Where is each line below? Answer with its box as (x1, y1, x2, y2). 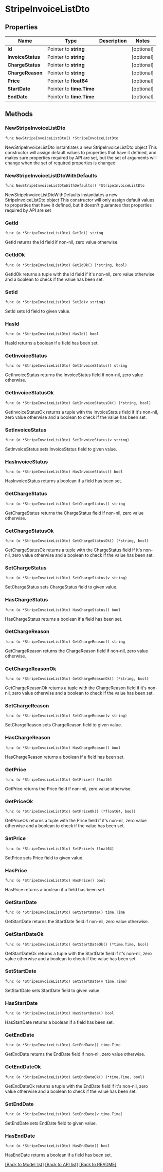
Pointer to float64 (47, 77, 89, 84)
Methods (5, 110, 33, 118)
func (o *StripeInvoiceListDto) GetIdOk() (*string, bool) (5, 263, 127, 268)
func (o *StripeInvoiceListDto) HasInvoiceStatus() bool (5, 470, 123, 474)
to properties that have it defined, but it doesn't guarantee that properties (5, 202, 152, 208)
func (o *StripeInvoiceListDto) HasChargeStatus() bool (5, 608, 121, 612)
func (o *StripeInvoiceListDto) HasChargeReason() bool (5, 745, 121, 750)
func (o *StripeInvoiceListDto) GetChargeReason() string (5, 639, 125, 644)
